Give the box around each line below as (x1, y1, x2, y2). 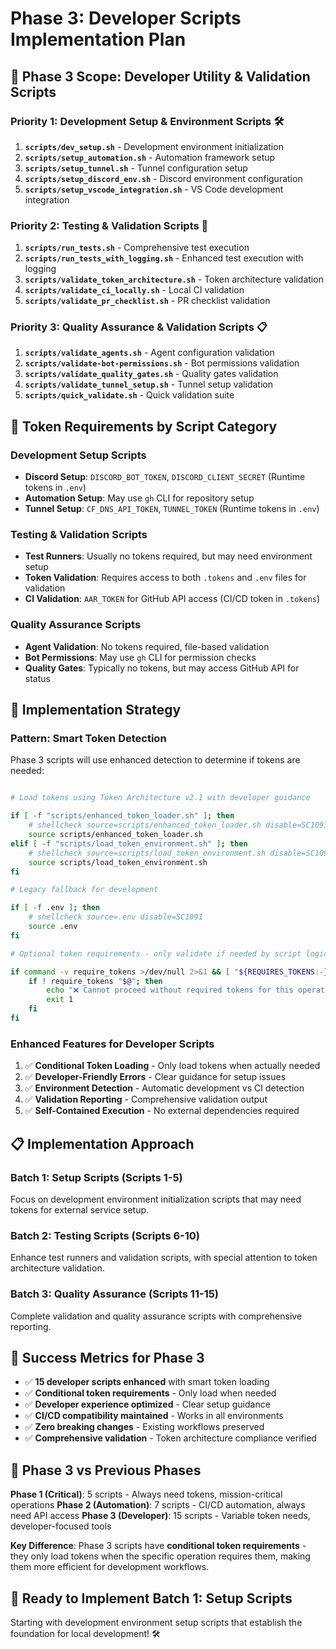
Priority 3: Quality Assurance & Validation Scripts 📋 (10, 320, 268, 334)
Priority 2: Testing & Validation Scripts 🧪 (10, 218, 209, 232)
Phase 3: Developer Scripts (10, 7, 242, 30)
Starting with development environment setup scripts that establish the (10, 1616, 303, 1628)
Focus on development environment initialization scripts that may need (10, 1193, 302, 1205)
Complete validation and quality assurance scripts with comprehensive (10, 1310, 303, 1322)
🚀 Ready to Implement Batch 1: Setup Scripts (10, 1590, 293, 1607)
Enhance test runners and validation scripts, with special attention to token (10, 1252, 318, 1264)
